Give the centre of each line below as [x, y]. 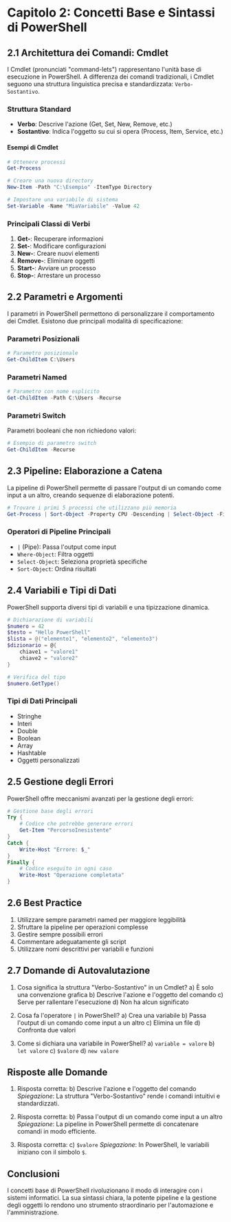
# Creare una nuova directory [51, 181]
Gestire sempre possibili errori [60, 934]
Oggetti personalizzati [48, 760]
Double [27, 731]
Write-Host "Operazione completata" [72, 875]
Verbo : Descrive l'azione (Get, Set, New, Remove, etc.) [95, 124]
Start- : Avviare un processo [56, 268]
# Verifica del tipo [37, 677]
